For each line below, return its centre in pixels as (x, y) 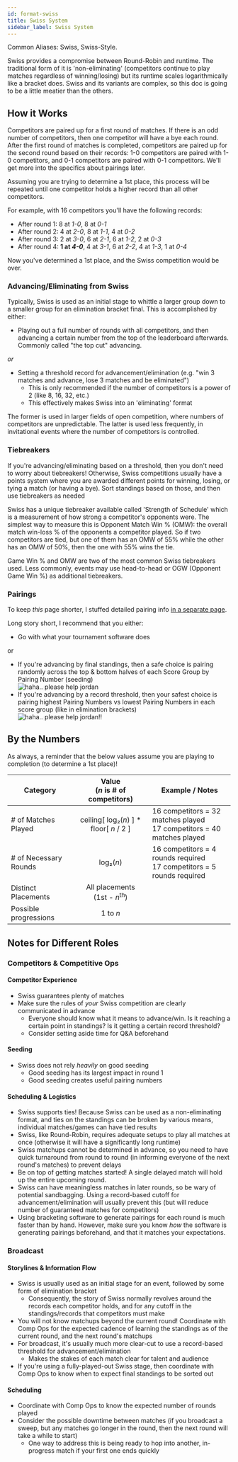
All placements (111, 887)
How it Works (38, 113)
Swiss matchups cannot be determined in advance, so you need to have (123, 1150)
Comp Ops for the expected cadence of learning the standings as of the (123, 1329)
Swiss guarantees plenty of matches (71, 995)
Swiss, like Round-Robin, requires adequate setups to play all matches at (124, 1135)
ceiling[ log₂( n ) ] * (111, 820)
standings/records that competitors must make (96, 1313)
